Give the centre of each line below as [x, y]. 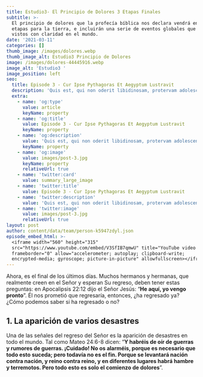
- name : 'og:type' [40, 101]
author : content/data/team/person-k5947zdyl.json [70, 231]
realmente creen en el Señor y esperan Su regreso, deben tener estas [93, 283]
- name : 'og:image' [42, 152]
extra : [20, 96]
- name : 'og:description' [50, 136]
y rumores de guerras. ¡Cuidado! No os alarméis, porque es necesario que [101, 348]
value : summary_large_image [58, 181]
